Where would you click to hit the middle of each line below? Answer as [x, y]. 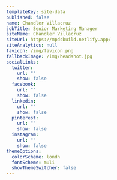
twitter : [22, 67]
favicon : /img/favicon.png [40, 51]
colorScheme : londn [36, 157]
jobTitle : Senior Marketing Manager [52, 28]
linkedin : [24, 101]
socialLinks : [22, 62]
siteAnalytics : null [32, 46]
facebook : [24, 85]
